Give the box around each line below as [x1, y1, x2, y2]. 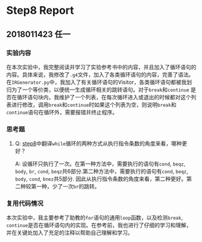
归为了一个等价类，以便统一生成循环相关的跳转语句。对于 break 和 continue [6, 85, 190, 93]
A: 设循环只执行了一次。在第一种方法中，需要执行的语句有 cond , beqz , [14, 160, 186, 167]
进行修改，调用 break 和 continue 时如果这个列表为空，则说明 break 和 [11, 101, 177, 108]
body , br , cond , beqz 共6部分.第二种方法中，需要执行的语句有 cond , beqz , [14, 168, 189, 175]
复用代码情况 [6, 199, 44, 208]
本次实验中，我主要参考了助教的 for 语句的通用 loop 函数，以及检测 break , [6, 214, 183, 222]
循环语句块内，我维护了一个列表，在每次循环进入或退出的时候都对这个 [16, 93, 191, 101]
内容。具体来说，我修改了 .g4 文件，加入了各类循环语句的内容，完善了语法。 [6, 70, 194, 78]
